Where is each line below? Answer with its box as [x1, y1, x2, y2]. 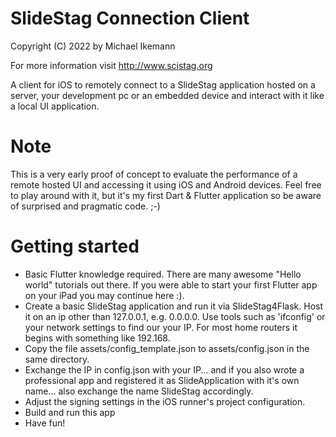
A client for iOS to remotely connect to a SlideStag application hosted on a [10, 78, 316, 91]
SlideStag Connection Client [10, 7, 250, 30]
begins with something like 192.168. [24, 332, 171, 344]
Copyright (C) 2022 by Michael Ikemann [10, 40, 176, 52]
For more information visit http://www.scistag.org [10, 59, 213, 71]
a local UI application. [10, 100, 100, 112]
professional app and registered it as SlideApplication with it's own [24, 374, 300, 386]
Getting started [10, 235, 140, 258]
